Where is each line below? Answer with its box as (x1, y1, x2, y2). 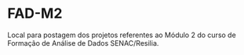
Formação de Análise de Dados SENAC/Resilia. (7, 38, 159, 47)
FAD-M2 (7, 5, 63, 22)
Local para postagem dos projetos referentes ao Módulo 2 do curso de (7, 30, 236, 40)
